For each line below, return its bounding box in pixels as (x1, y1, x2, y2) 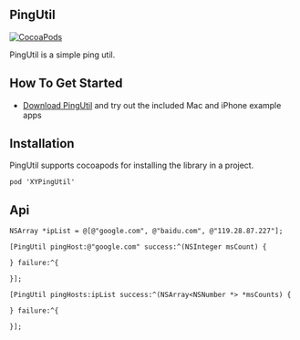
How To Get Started (9, 76, 123, 91)
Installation (9, 136, 75, 151)
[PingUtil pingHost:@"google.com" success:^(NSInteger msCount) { (9, 242, 267, 252)
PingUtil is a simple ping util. (9, 49, 116, 60)
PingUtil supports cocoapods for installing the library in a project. (9, 160, 254, 171)
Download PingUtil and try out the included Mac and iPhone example (22, 99, 282, 110)
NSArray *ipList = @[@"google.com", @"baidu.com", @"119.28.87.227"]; (9, 227, 284, 236)
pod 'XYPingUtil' (9, 178, 76, 187)
